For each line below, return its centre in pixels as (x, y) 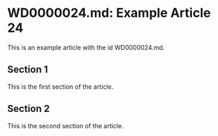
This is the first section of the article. (60, 87)
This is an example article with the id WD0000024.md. (86, 47)
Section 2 (29, 109)
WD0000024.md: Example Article (109, 13)
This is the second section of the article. (65, 125)
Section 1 (27, 69)
